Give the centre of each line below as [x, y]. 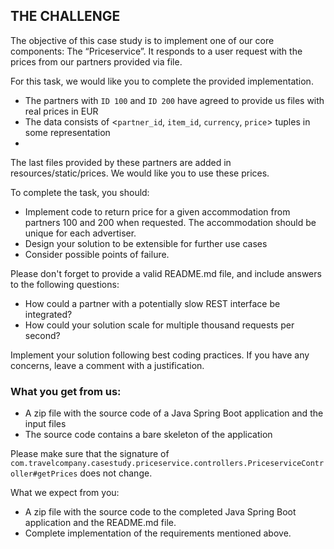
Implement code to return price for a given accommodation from [157, 211]
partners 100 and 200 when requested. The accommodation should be [170, 222]
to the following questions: [65, 284]
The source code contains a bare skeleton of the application [148, 435]
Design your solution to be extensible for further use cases [146, 243]
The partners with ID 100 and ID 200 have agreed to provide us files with [174, 100]
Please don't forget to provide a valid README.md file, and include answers [166, 273]
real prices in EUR [61, 111]
